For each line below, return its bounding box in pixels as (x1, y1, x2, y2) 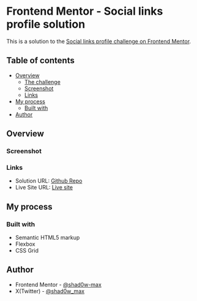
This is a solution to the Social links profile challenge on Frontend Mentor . (6, 37, 191, 45)
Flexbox (15, 240, 35, 248)
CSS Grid (15, 247, 39, 254)
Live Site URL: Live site (15, 184, 73, 191)
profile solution (6, 17, 86, 31)
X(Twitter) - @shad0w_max (15, 287, 84, 295)
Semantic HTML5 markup (15, 234, 80, 242)
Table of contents (6, 55, 75, 66)
